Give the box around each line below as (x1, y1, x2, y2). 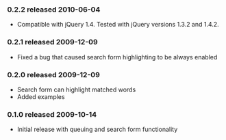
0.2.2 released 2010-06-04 (7, 5, 101, 14)
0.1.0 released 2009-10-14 (7, 109, 97, 119)
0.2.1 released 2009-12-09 (7, 38, 98, 47)
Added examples (16, 92, 65, 100)
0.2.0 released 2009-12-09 (7, 70, 101, 79)
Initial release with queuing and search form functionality (16, 125, 178, 134)
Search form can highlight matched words (16, 85, 136, 94)
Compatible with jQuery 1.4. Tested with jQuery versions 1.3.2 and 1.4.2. (16, 20, 219, 29)
